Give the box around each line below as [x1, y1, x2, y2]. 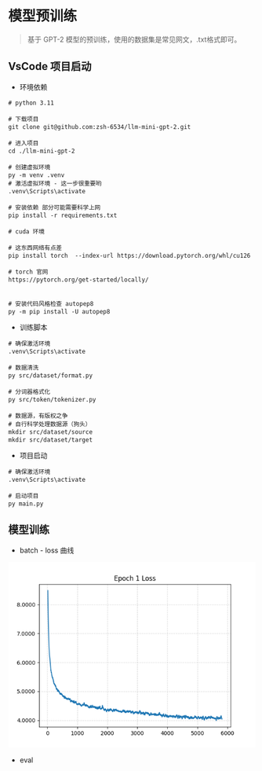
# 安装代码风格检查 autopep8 [8, 299, 94, 307]
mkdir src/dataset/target [8, 435, 93, 444]
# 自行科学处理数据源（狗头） [8, 420, 92, 428]
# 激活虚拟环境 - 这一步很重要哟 [8, 179, 102, 187]
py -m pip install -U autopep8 [8, 307, 111, 315]
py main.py [8, 500, 44, 508]
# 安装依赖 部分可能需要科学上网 [8, 204, 100, 211]
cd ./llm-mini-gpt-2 [8, 147, 76, 155]
